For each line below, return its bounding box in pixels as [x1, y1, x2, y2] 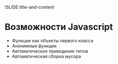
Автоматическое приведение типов [11, 48, 88, 54]
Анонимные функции [11, 43, 57, 49]
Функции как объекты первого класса [11, 37, 94, 43]
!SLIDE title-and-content [4, 4, 54, 10]
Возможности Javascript [4, 22, 113, 32]
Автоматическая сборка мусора [11, 53, 81, 59]
